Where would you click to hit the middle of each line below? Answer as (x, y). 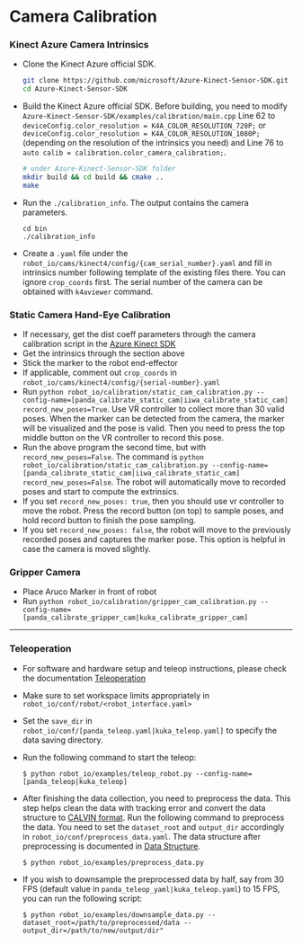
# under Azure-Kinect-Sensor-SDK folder (99, 169)
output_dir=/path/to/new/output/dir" (93, 931)
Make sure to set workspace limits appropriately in (115, 695)
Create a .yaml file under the (75, 253)
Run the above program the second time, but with (114, 448)
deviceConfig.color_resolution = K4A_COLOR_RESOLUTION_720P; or (144, 125)
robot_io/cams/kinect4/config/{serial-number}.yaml (121, 383)
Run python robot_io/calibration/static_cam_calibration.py (138, 392)
